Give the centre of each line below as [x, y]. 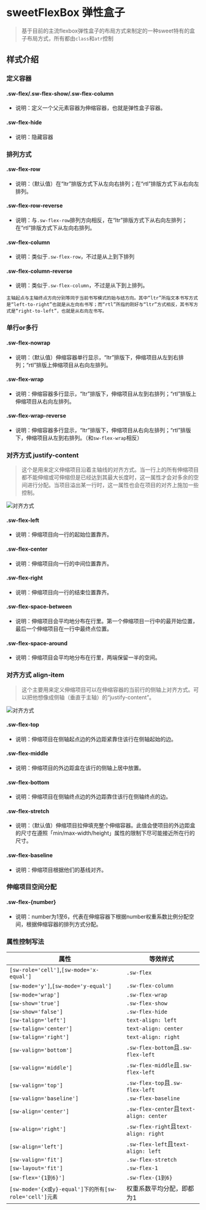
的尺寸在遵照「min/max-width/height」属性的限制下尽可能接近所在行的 [105, 833]
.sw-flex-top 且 [148, 1082]
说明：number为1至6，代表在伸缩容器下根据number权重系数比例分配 [102, 916]
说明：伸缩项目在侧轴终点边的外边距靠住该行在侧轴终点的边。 [93, 797]
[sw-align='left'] [36, 1147]
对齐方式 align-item [35, 675]
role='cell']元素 [34, 1197]
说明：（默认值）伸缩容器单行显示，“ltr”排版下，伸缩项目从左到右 [97, 357]
